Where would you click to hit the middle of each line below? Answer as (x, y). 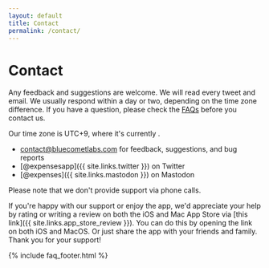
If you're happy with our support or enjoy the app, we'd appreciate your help (134, 206)
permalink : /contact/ (45, 30)
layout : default (35, 16)
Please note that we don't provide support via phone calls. (105, 190)
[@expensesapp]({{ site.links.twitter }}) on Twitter (102, 166)
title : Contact (34, 23)
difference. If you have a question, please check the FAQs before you (122, 110)
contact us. (27, 118)
